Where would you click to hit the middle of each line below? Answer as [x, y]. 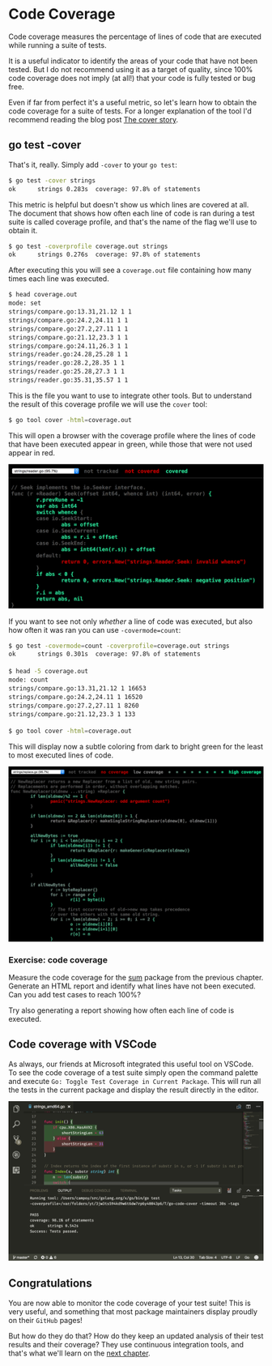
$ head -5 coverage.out [49, 672]
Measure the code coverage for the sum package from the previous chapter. [136, 977]
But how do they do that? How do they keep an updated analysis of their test [136, 1336]
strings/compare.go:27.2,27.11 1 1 [68, 329]
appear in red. [32, 452]
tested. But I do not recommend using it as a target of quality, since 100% [131, 69]
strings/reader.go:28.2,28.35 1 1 [67, 363]
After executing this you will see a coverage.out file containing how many [130, 270]
